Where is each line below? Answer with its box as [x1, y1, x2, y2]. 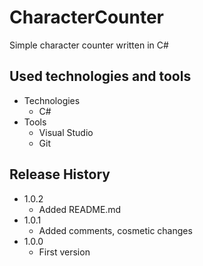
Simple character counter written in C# [9, 39, 169, 51]
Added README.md [38, 203, 122, 215]
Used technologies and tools [9, 68, 192, 85]
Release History [9, 166, 111, 183]
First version [38, 246, 91, 258]
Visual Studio [38, 126, 94, 138]
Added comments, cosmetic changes [38, 224, 193, 236]
